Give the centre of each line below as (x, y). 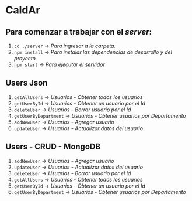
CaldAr (23, 10)
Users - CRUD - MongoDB (53, 147)
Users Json (27, 83)
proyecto (25, 58)
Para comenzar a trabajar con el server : (79, 32)
